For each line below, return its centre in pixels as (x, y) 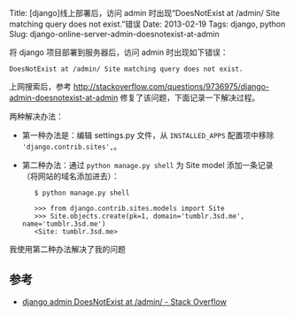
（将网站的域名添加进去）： (70, 176)
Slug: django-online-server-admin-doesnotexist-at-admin (114, 34)
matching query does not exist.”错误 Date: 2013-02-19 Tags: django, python (147, 24)
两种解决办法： (36, 116)
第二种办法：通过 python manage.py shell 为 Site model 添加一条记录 (147, 165)
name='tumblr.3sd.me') (64, 224)
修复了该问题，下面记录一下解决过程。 (190, 97)
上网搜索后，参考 (40, 86)
